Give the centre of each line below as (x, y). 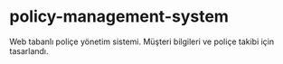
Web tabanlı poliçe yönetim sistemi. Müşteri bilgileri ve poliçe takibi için (142, 41)
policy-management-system (119, 17)
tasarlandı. (29, 50)
